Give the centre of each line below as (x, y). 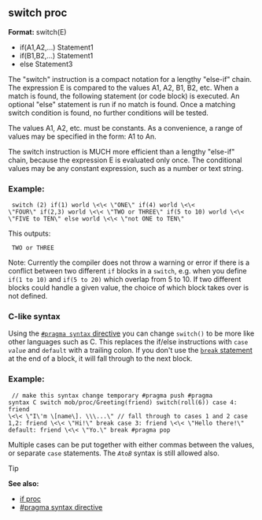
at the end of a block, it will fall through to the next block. (100, 358)
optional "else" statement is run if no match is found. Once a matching (122, 104)
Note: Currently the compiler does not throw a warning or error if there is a (129, 262)
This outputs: (30, 234)
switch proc (38, 13)
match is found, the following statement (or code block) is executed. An (124, 96)
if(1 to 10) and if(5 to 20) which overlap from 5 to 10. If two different (125, 280)
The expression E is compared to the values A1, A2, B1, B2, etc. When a (124, 87)
